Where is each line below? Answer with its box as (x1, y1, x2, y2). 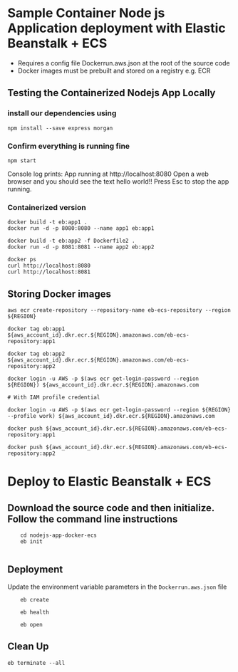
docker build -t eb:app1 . (7, 219, 88, 226)
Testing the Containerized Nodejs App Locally (7, 87, 216, 99)
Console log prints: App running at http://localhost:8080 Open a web (7, 169, 209, 178)
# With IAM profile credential (7, 394, 100, 401)
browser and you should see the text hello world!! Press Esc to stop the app (7, 177, 229, 186)
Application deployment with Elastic (7, 20, 226, 36)
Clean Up (7, 641, 49, 653)
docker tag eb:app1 (7, 325, 66, 332)
